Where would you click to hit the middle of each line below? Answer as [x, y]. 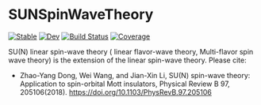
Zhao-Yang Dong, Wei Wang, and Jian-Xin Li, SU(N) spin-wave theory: [135, 75]
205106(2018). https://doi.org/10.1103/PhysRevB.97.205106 [115, 92]
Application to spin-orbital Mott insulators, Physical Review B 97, [125, 84]
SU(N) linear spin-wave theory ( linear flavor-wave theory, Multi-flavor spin [131, 51]
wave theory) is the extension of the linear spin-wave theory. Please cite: [128, 60]
